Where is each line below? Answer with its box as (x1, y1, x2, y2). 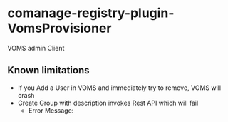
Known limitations (7, 64, 90, 76)
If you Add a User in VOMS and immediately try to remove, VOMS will (17, 83, 222, 92)
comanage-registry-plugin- (7, 5, 175, 21)
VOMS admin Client (7, 44, 65, 52)
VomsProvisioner (7, 20, 112, 36)
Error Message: (28, 106, 74, 115)
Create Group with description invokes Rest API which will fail (17, 98, 199, 107)
